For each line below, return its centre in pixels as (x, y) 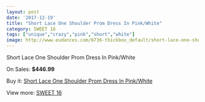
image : (15, 40)
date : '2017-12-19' (31, 18)
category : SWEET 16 (31, 29)
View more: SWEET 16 (34, 93)
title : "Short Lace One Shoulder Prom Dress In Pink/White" (85, 23)
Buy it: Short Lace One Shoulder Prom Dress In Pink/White (80, 81)
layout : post (23, 12)
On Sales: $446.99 (31, 69)
